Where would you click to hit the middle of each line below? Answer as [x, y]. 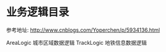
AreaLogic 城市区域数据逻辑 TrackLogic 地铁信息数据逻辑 [77, 42]
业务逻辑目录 [38, 12]
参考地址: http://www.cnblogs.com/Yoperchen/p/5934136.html [83, 30]
